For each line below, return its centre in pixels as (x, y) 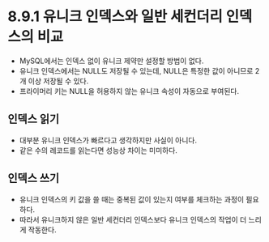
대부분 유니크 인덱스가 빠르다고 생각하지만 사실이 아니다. (108, 140)
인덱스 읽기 (34, 119)
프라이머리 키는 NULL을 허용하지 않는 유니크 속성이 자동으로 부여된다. (129, 91)
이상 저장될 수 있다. (58, 81)
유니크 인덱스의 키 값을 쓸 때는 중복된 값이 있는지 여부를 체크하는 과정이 (132, 199)
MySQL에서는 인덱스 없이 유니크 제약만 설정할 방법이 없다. (111, 61)
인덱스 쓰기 (34, 178)
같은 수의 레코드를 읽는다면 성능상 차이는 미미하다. (98, 150)
